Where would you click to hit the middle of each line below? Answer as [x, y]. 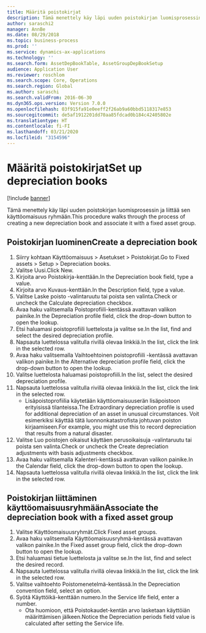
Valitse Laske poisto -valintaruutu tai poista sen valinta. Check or [97, 296]
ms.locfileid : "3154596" [39, 138]
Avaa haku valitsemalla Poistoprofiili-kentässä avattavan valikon [96, 309]
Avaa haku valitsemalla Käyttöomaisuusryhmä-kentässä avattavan [99, 538]
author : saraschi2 [30, 23]
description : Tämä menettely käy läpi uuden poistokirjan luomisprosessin [104, 18]
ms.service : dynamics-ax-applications [56, 52]
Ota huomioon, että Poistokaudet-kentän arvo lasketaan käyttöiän [107, 610]
